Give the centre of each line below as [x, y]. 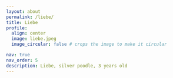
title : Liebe [22, 22]
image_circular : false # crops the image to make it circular [89, 45]
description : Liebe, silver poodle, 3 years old [67, 66]
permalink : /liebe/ [30, 17]
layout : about [24, 11]
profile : [17, 28]
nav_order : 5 [22, 60]
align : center [29, 33]
